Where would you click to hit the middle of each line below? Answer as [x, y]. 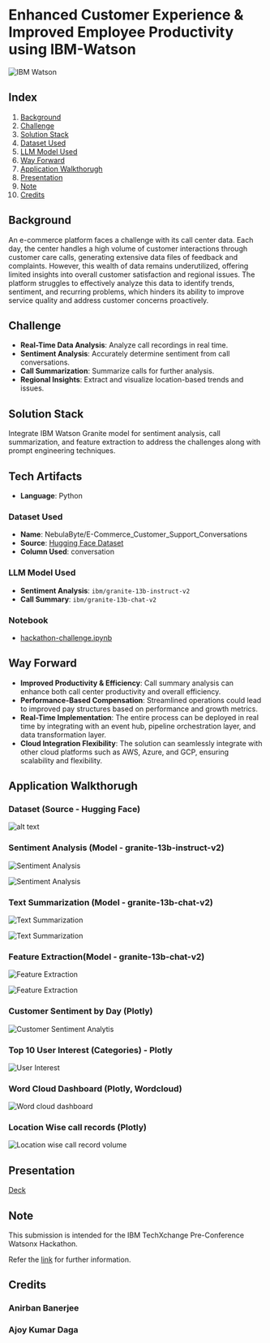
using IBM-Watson [72, 50]
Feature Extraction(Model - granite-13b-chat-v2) [107, 957]
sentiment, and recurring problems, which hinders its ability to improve [126, 291]
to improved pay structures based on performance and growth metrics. [139, 709]
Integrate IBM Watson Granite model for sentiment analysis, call [114, 434]
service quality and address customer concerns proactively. [109, 300]
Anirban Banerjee [44, 1308]
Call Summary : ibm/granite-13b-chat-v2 [88, 599]
